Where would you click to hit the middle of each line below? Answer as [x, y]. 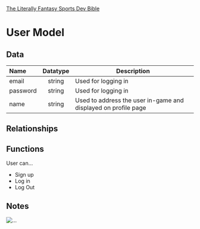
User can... [20, 163]
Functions [25, 149]
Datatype [56, 71]
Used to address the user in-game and [130, 100]
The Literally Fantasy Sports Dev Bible [53, 9]
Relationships [32, 129]
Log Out [25, 187]
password [23, 90]
